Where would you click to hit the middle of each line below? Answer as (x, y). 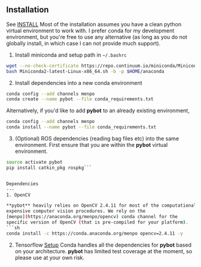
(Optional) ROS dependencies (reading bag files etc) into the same (97, 139)
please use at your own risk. (50, 257)
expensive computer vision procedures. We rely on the (76, 211)
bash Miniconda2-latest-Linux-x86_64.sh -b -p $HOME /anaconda (85, 71)
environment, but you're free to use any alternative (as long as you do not (97, 37)
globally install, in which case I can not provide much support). (83, 43)
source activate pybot (34, 162)
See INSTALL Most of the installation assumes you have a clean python (94, 24)
